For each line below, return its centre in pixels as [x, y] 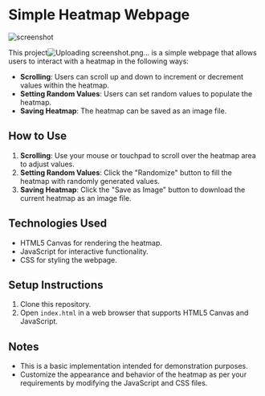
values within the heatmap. [65, 85]
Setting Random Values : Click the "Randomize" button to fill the [126, 172]
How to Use [38, 136]
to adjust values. [47, 164]
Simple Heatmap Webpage [99, 15]
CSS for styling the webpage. [69, 259]
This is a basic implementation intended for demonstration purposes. [134, 366]
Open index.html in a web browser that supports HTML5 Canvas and [134, 313]
